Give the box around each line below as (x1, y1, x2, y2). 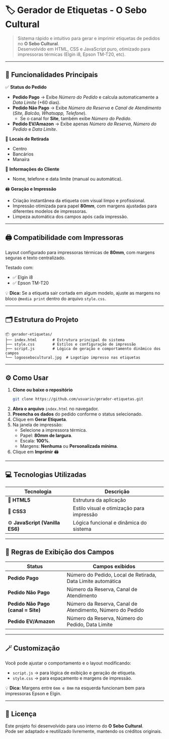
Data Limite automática (66, 578, 121, 585)
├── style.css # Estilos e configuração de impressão (5, 342, 136, 347)
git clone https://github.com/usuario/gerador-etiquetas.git (12, 396, 144, 402)
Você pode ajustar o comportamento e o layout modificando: (5, 660, 131, 666)
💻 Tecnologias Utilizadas (5, 470, 87, 479)
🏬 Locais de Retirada (5, 136, 49, 142)
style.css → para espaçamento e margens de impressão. (12, 675, 132, 681)
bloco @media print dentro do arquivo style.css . (5, 295, 106, 301)
